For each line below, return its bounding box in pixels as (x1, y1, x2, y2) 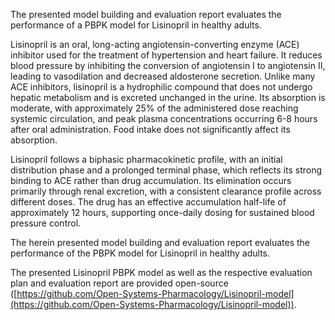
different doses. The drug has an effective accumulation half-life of (10, 196, 287, 208)
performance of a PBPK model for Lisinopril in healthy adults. (10, 19, 262, 31)
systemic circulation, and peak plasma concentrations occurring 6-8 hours (10, 113, 318, 124)
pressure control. (10, 217, 82, 229)
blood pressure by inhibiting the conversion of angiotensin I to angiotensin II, (10, 60, 326, 71)
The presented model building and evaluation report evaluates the (10, 9, 282, 20)
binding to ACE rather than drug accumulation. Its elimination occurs (10, 175, 292, 186)
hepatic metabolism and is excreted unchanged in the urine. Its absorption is (10, 92, 326, 103)
